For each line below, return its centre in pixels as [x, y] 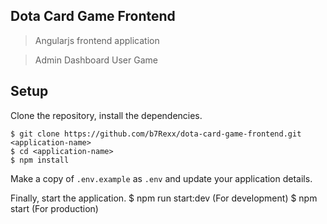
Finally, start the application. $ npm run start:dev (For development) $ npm [164, 198]
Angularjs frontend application [97, 40]
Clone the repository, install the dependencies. [106, 115]
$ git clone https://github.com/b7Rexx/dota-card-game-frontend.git [156, 134]
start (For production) [54, 208]
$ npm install [40, 160]
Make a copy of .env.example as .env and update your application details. [161, 178]
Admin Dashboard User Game [96, 60]
